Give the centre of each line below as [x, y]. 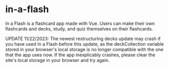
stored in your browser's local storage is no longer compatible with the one [84, 49]
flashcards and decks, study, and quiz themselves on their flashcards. [79, 28]
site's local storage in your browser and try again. [58, 60]
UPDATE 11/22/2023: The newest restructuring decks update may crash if [83, 39]
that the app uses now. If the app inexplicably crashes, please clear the [80, 55]
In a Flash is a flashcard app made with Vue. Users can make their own [80, 23]
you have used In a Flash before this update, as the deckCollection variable [84, 44]
